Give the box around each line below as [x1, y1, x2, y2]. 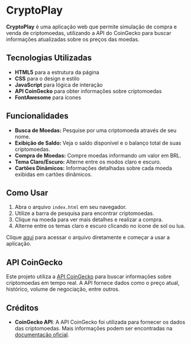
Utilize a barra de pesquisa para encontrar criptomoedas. [14, 210, 155, 217]
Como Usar [6, 188, 48, 198]
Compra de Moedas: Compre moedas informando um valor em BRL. [14, 152, 182, 159]
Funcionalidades [6, 111, 69, 121]
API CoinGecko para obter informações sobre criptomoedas [14, 87, 162, 95]
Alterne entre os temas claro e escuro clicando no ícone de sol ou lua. [14, 223, 186, 230]
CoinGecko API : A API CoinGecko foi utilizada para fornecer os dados [14, 319, 186, 326]
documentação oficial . [14, 331, 70, 338]
